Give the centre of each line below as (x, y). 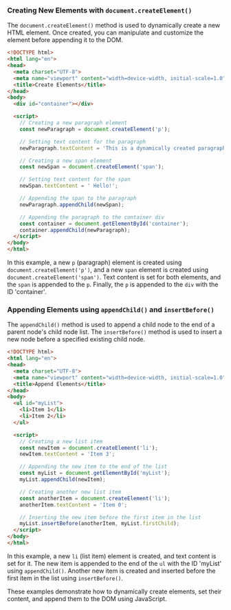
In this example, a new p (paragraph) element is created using (95, 263)
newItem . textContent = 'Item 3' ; (67, 454)
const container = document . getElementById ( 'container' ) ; (104, 224)
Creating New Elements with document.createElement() (100, 10)
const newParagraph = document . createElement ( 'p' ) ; (95, 129)
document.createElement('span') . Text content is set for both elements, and (114, 277)
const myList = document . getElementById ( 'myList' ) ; (95, 473)
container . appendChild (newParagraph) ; (75, 230)
